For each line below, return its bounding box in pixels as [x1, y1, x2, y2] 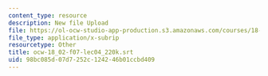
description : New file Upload [8, 19, 109, 27]
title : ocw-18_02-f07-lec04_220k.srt [8, 48, 134, 56]
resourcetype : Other [8, 41, 77, 49]
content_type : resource [8, 11, 88, 20]
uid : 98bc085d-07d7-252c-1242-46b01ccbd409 [8, 56, 156, 64]
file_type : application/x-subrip [8, 33, 120, 42]
